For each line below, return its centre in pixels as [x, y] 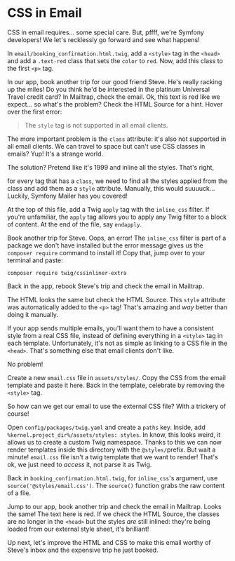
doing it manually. [33, 314]
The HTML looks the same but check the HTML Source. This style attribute [116, 299]
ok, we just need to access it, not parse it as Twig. [80, 464]
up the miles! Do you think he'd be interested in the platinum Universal [109, 89]
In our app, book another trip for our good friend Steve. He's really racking [115, 81]
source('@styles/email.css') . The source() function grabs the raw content [116, 485]
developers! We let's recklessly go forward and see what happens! [103, 39]
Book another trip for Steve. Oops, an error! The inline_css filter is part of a [117, 238]
